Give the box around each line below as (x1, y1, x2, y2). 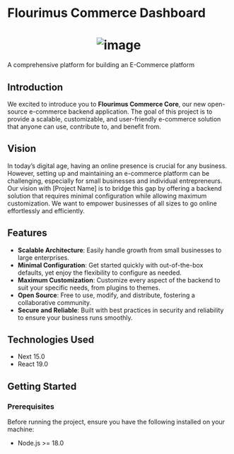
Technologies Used (7, 333, 94, 345)
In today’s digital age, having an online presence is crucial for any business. (7, 161, 228, 170)
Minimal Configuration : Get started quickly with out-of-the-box (17, 261, 204, 269)
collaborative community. (17, 298, 92, 306)
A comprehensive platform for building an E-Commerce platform (7, 61, 195, 69)
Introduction (7, 81, 64, 93)
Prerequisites (7, 401, 54, 411)
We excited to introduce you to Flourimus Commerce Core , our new (7, 100, 206, 108)
